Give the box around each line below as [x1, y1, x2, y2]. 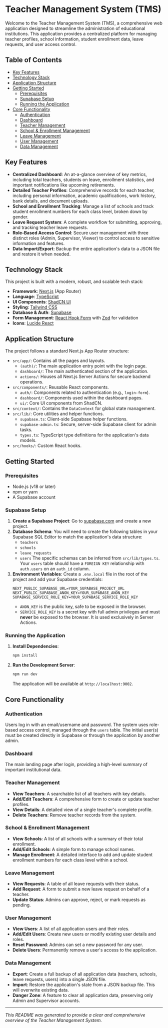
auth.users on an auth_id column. [19, 566, 90, 572]
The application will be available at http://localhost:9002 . [12, 681, 133, 687]
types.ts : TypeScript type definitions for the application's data [19, 432, 149, 438]
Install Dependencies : [12, 643, 59, 649]
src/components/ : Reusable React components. [12, 384, 109, 390]
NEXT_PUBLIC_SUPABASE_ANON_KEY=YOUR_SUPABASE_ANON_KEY [12, 590, 129, 595]
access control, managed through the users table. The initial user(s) [19, 726, 158, 733]
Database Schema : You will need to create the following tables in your [12, 528, 158, 534]
